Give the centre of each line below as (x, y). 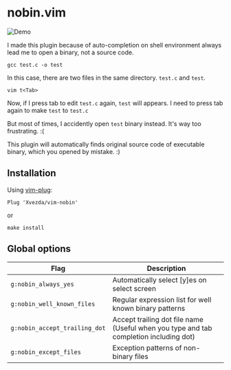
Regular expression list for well (162, 299)
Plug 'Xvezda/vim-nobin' (43, 202)
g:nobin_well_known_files (53, 304)
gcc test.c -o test (35, 65)
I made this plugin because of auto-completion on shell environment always (114, 45)
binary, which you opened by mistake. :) (64, 151)
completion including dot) (154, 336)
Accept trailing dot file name (158, 319)
